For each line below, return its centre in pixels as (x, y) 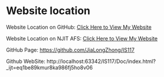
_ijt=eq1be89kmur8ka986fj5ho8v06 (49, 67)
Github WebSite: (26, 61)
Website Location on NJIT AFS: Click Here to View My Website (82, 38)
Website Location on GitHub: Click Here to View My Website (79, 27)
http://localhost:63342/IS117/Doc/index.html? (101, 61)
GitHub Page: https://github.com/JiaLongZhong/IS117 (71, 50)
